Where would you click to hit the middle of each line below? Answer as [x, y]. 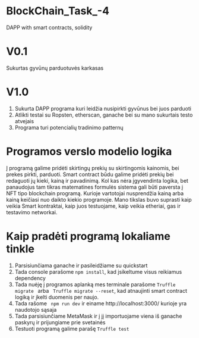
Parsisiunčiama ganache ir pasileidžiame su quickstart [81, 265]
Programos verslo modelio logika [89, 151]
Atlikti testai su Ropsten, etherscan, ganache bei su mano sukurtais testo [104, 115]
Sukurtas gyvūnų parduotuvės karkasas [55, 68]
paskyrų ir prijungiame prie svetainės [60, 322]
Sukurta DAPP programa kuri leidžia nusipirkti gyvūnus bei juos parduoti [103, 108]
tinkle [20, 249]
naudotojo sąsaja [36, 309]
